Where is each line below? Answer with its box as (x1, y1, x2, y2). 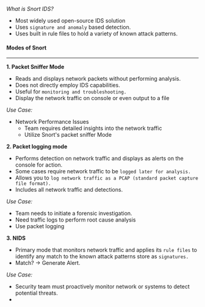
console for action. (15, 161, 63, 168)
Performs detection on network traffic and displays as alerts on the (15, 155, 184, 162)
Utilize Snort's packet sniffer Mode (24, 131, 112, 139)
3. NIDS (6, 234, 26, 242)
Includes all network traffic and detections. (15, 186, 123, 193)
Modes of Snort (6, 44, 47, 51)
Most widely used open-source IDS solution (15, 17, 126, 24)
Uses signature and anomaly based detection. (15, 24, 131, 31)
